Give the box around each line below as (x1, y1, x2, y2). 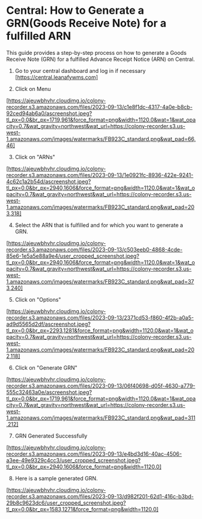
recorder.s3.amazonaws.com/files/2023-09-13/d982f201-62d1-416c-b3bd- (6, 493, 194, 500)
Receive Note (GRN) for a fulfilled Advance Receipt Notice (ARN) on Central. (6, 55, 195, 63)
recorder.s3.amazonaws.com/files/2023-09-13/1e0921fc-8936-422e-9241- (6, 171, 194, 178)
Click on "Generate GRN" (14, 364, 78, 371)
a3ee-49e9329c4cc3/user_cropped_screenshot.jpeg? (6, 456, 141, 464)
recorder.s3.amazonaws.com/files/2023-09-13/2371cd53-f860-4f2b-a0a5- (6, 314, 194, 321)
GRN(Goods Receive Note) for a (6, 16, 167, 30)
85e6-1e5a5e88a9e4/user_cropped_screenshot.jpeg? (6, 252, 139, 259)
